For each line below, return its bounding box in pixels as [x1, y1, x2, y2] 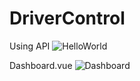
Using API [9, 40, 51, 52]
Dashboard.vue [9, 59, 73, 71]
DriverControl [9, 7, 126, 30]
